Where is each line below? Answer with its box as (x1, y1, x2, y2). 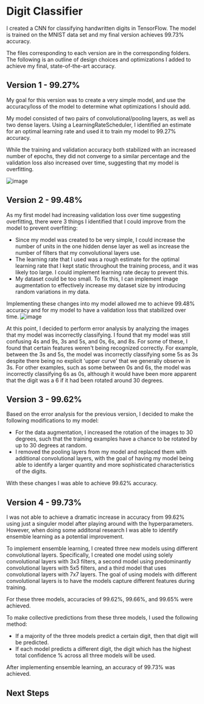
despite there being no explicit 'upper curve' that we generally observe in (6, 357, 191, 364)
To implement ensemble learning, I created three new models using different (6, 545, 198, 552)
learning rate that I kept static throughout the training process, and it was (15, 262, 199, 269)
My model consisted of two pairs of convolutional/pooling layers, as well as (6, 114, 195, 122)
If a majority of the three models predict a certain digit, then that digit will (15, 632, 199, 640)
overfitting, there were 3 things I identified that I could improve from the (6, 218, 186, 225)
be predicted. (15, 639, 49, 646)
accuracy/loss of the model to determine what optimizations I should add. (6, 103, 191, 110)
